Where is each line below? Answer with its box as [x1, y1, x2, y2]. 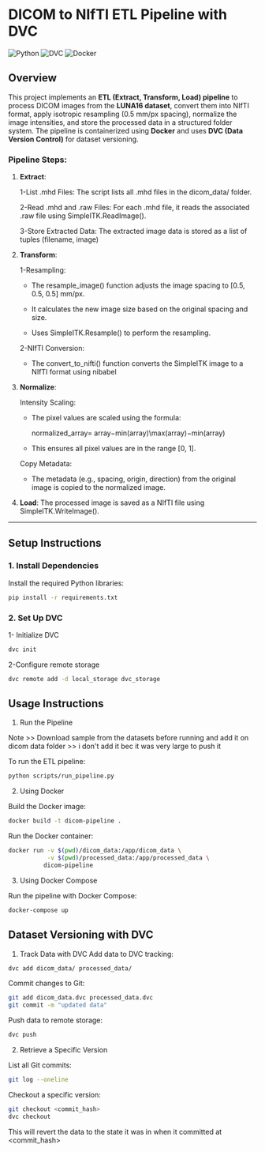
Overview [8, 71, 58, 85]
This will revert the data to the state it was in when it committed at [8, 1127, 222, 1136]
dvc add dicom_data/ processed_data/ [8, 964, 132, 973]
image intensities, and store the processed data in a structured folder [8, 117, 233, 127]
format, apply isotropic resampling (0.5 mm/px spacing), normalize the [8, 109, 237, 119]
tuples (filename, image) [19, 235, 99, 244]
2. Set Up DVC [8, 612, 63, 623]
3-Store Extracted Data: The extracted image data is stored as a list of [19, 227, 248, 236]
